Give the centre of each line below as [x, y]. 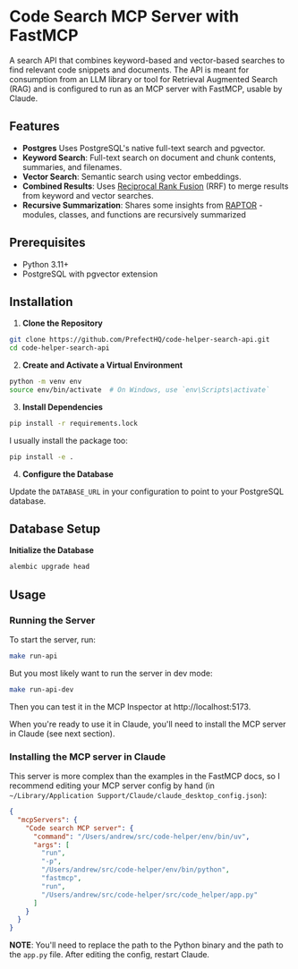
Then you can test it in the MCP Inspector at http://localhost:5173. [130, 706]
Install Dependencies [62, 407]
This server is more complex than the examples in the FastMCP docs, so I [145, 777]
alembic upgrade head [50, 567]
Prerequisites [47, 243]
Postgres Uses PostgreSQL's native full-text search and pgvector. [144, 148]
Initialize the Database [51, 550]
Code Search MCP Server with [124, 17]
